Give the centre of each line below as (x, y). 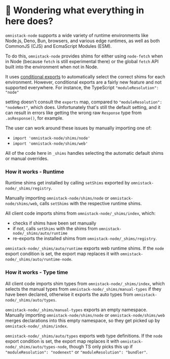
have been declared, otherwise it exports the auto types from (69, 294)
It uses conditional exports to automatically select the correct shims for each (85, 76)
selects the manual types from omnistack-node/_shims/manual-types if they (83, 289)
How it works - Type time (37, 272)
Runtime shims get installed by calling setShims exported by (68, 183)
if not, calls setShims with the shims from (55, 229)
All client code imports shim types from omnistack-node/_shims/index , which (85, 283)
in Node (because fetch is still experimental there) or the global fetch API (82, 61)
